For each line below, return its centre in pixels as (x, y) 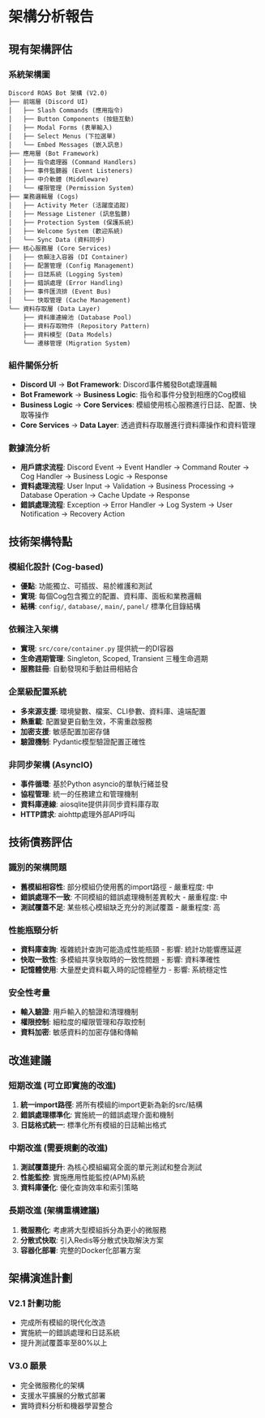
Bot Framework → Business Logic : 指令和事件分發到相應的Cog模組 (133, 395)
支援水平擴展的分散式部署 (63, 1395)
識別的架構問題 (38, 867)
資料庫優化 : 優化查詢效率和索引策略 (79, 1187)
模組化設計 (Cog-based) (56, 567)
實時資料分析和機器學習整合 (66, 1405)
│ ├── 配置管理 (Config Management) (72, 266)
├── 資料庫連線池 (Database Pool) (77, 318)
